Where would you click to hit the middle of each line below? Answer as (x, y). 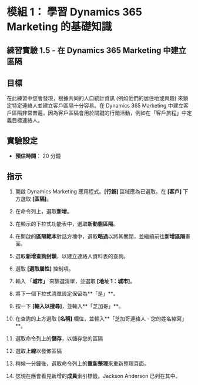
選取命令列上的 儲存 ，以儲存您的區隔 (59, 339)
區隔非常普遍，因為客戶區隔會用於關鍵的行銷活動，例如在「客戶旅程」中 (99, 113)
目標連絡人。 (27, 120)
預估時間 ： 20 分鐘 (38, 156)
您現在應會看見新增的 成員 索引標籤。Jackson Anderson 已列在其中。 (98, 376)
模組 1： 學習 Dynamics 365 (75, 12)
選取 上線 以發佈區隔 (38, 351)
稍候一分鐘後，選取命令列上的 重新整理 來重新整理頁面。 (82, 364)
